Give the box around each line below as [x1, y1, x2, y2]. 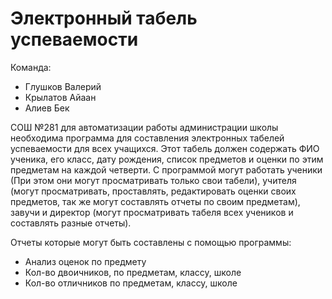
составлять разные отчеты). [10, 217, 132, 229]
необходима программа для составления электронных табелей [10, 132, 285, 144]
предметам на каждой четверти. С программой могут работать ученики [10, 163, 323, 176]
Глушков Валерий [24, 80, 102, 92]
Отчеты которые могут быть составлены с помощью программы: [10, 236, 292, 248]
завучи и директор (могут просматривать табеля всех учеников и [10, 206, 294, 218]
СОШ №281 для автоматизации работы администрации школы [10, 121, 279, 133]
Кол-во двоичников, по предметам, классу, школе [24, 266, 242, 278]
